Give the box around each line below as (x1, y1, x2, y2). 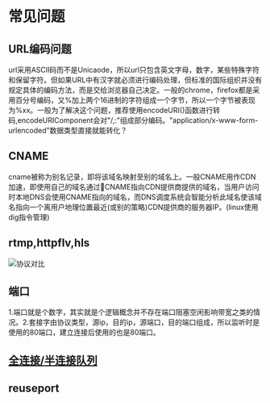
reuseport (8, 381, 60, 396)
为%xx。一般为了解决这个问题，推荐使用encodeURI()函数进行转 (8, 106, 220, 115)
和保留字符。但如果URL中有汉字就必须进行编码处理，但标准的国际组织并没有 (8, 75, 263, 85)
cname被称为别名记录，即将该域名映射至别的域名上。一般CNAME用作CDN (8, 171, 256, 182)
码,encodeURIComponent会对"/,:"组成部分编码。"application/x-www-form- (8, 115, 259, 125)
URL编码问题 (8, 42, 73, 56)
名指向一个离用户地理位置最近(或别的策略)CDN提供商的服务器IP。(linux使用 (8, 202, 259, 212)
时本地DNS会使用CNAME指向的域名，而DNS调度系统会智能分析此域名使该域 (8, 191, 262, 202)
